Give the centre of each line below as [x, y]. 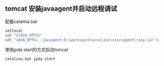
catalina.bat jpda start [30, 59]
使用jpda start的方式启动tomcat [37, 50]
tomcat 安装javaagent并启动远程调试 [61, 9]
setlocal [14, 31]
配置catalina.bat [21, 22]
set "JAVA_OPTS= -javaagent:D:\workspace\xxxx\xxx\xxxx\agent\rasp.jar [79, 40]
